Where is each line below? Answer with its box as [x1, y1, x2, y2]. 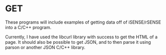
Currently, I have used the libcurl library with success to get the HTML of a [5, 34, 158, 40]
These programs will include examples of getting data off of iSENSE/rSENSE [5, 19, 162, 25]
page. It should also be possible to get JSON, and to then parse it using [5, 39, 151, 45]
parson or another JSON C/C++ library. [5, 44, 85, 50]
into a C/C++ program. [5, 24, 52, 30]
